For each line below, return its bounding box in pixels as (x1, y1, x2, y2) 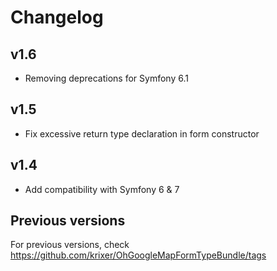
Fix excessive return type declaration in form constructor (24, 127, 260, 140)
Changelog (10, 6, 104, 29)
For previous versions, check (10, 239, 130, 251)
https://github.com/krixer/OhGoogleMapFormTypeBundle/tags (10, 249, 267, 261)
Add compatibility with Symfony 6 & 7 (24, 183, 180, 195)
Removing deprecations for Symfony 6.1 (24, 72, 189, 84)
